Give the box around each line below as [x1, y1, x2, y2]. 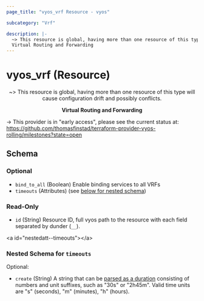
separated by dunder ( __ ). [15, 223, 80, 230]
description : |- [6, 31, 47, 37]
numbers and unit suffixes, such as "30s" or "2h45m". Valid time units [15, 282, 190, 289]
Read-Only [6, 202, 39, 211]
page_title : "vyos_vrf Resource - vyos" [6, 8, 110, 15]
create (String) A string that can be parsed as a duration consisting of [15, 275, 189, 282]
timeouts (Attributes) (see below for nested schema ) [15, 187, 147, 194]
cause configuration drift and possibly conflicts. [42, 95, 162, 102]
